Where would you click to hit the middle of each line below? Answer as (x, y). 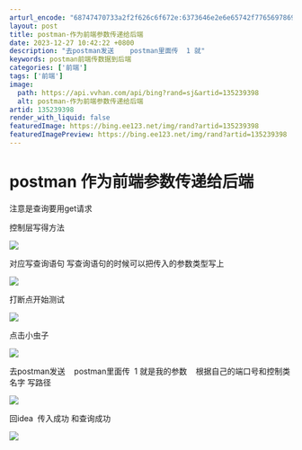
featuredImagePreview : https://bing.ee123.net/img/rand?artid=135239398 (148, 135)
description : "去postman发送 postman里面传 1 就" (107, 51)
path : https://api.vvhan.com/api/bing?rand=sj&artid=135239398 (138, 93)
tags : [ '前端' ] (36, 76)
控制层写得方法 (37, 227)
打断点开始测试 (37, 299)
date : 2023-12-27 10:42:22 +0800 (72, 43)
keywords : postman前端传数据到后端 (71, 59)
